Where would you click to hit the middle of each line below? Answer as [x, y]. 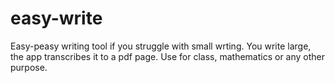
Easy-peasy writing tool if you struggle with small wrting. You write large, [161, 46]
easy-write [56, 18]
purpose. [29, 67]
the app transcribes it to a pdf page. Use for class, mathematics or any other [168, 56]
